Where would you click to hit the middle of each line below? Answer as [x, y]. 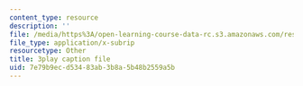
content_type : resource [54, 17]
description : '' [40, 26]
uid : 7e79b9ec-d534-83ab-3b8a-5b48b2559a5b [92, 68]
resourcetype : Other [48, 51]
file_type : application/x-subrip [72, 43]
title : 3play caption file [60, 59]
